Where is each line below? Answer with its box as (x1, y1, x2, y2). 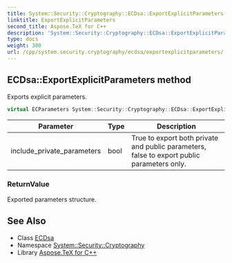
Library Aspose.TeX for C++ (17, 248, 97, 256)
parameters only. (130, 159, 186, 168)
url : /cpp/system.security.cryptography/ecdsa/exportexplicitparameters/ (7, 49, 224, 56)
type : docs (7, 36, 39, 43)
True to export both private (130, 133, 219, 142)
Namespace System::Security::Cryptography (17, 241, 145, 249)
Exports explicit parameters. (7, 92, 88, 101)
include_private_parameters (10, 146, 101, 155)
